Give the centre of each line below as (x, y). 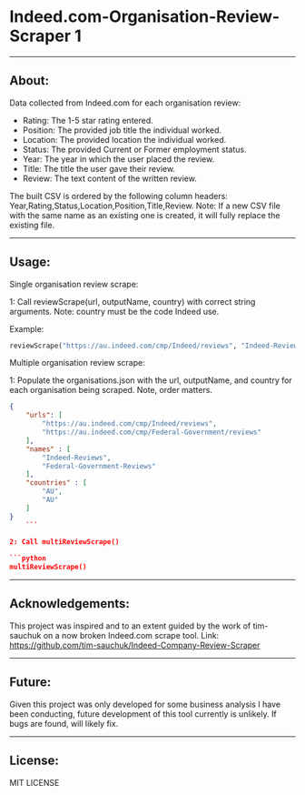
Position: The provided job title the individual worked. (122, 130)
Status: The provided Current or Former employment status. (134, 149)
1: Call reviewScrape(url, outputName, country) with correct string (133, 301)
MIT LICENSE (34, 782)
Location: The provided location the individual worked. (124, 139)
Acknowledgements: (69, 604)
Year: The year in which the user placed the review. (118, 159)
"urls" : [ (44, 416)
